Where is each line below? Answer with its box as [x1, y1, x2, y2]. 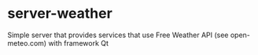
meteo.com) [7, 38, 47, 47]
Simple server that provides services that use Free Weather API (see [7, 30, 229, 40]
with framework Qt [48, 38, 109, 47]
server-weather [7, 5, 113, 22]
